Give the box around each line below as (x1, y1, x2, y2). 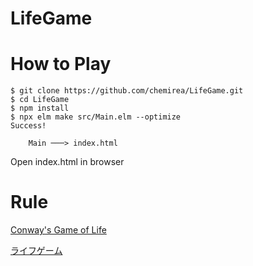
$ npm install (10, 103, 70, 114)
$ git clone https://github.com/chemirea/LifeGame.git (10, 86, 244, 96)
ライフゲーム (10, 245, 63, 257)
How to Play (10, 53, 112, 76)
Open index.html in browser (10, 156, 125, 168)
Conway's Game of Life (10, 224, 107, 236)
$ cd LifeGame (10, 95, 70, 105)
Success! (10, 121, 47, 131)
